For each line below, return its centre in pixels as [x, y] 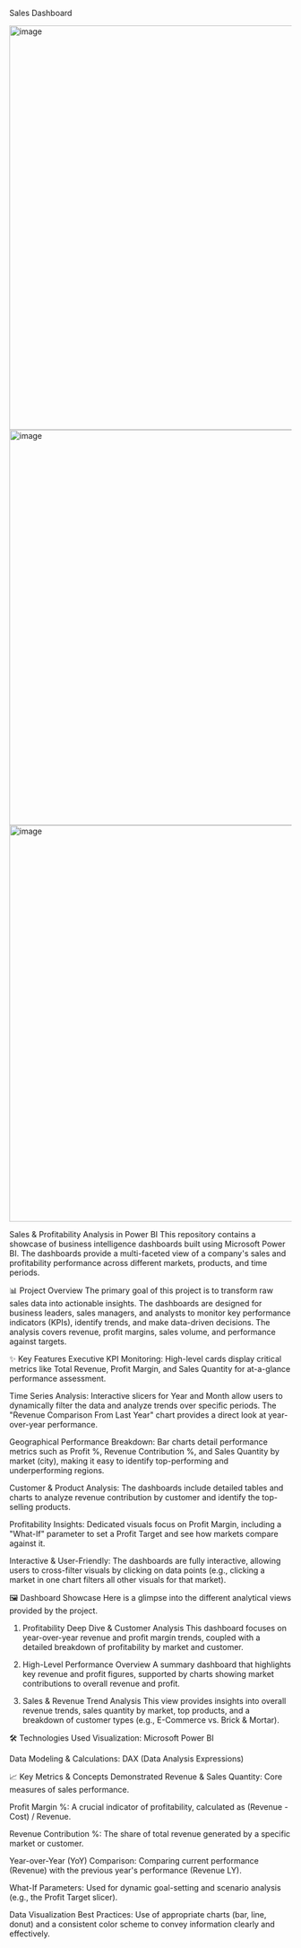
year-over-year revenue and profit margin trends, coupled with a [141, 1638]
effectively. [30, 1934]
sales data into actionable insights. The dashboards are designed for [136, 1303]
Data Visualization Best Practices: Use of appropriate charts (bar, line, [138, 1914]
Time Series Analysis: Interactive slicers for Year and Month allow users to [146, 1396]
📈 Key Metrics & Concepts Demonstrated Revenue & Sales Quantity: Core [146, 1777]
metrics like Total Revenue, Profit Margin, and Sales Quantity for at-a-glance [150, 1369]
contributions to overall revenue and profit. [101, 1683]
